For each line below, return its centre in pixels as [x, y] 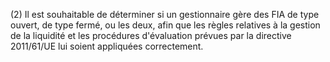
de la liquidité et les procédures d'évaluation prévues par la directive [151, 35]
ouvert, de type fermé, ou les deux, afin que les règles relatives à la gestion [165, 25]
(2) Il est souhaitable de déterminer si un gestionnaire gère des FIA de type [165, 14]
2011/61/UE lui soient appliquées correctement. [107, 46]
